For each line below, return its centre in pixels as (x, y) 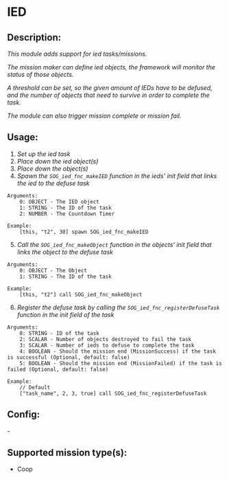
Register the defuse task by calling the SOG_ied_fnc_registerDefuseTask (118, 307)
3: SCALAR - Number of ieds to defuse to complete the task (107, 345)
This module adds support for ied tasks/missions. (77, 54)
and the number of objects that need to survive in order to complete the (109, 95)
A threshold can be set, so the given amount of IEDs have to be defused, (110, 88)
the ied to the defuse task (53, 183)
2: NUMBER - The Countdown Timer (67, 214)
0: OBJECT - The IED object (59, 201)
